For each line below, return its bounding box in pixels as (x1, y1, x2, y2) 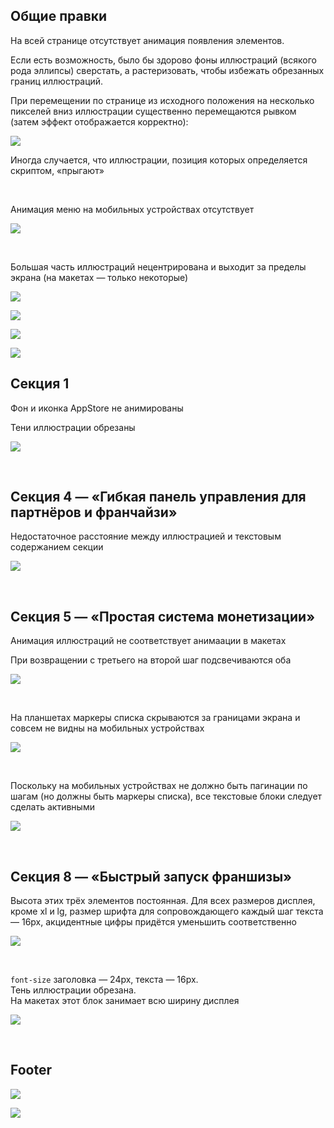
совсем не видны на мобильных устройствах (10, 722, 205, 734)
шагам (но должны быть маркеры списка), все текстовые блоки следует (10, 790, 323, 803)
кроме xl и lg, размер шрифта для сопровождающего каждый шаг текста (10, 905, 324, 918)
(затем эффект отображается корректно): (10, 115, 189, 128)
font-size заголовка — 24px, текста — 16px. (10, 974, 199, 986)
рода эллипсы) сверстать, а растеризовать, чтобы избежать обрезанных (10, 64, 325, 76)
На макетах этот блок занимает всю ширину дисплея (10, 995, 240, 1007)
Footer (10, 1062, 53, 1079)
